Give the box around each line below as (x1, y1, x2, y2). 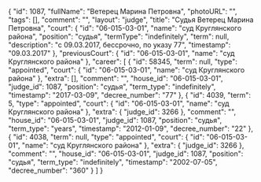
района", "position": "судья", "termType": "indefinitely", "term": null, (8, 32, 230, 41)
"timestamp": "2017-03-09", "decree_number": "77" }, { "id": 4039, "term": (8, 91, 252, 99)
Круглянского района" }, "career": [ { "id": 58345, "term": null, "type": (8, 57, 238, 66)
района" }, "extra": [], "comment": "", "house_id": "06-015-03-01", (8, 74, 223, 83)
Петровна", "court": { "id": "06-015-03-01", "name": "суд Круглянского (8, 24, 242, 32)
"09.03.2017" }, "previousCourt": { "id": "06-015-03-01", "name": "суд (8, 49, 235, 58)
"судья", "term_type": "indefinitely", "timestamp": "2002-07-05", (8, 158, 218, 166)
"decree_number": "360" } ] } (8, 165, 104, 175)
